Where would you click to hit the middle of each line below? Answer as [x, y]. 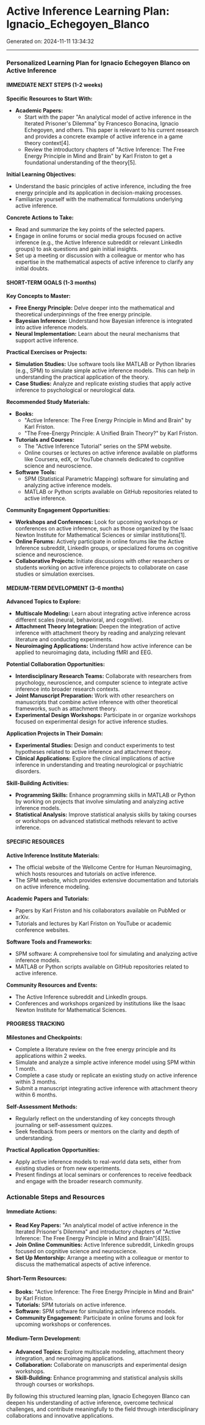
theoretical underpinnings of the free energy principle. [83, 314]
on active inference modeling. [52, 887]
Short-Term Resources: [37, 1278]
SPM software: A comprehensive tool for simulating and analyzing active [106, 953]
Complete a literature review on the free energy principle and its [95, 1049]
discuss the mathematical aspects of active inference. [83, 1264]
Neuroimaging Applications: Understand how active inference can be [103, 646]
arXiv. [23, 917]
